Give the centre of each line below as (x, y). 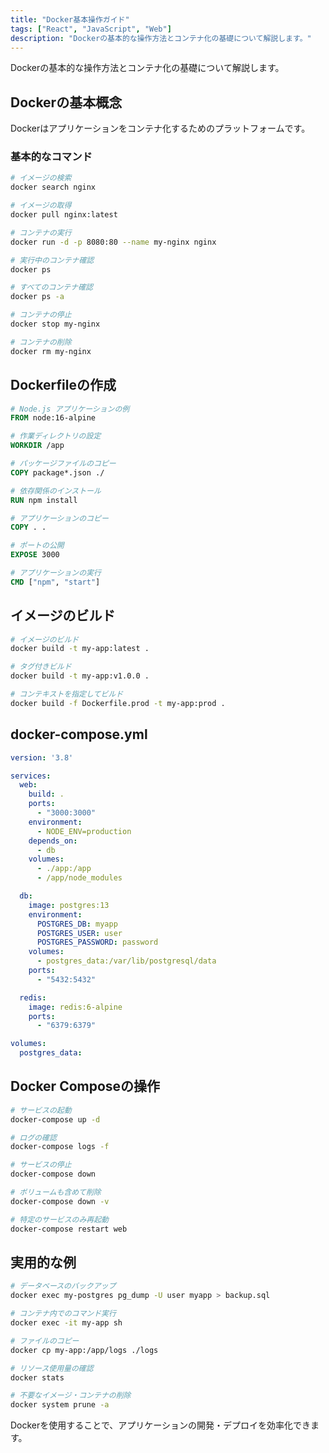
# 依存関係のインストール (56, 491)
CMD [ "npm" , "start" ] (55, 582)
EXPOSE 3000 (35, 555)
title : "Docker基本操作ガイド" (70, 19)
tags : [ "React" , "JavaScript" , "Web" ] (91, 29)
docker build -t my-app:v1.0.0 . (80, 676)
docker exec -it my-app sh (66, 1323)
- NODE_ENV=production (84, 831)
